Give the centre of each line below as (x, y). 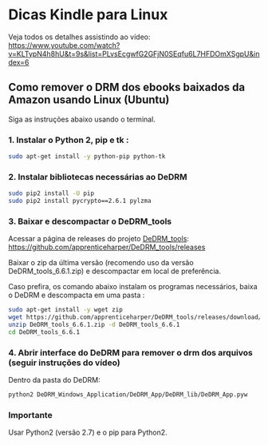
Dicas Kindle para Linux (88, 15)
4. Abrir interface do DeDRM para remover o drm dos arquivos (130, 352)
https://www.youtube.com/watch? (64, 45)
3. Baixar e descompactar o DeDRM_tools (90, 221)
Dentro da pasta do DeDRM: (55, 380)
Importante (31, 415)
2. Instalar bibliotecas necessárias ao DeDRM (98, 177)
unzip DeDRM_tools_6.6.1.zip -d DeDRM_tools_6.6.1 (94, 325)
